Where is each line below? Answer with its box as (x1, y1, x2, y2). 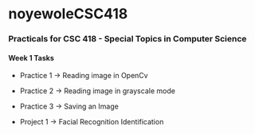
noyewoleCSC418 (8, 5, 128, 23)
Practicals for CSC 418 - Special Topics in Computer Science (8, 33, 247, 45)
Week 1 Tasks (8, 53, 54, 62)
